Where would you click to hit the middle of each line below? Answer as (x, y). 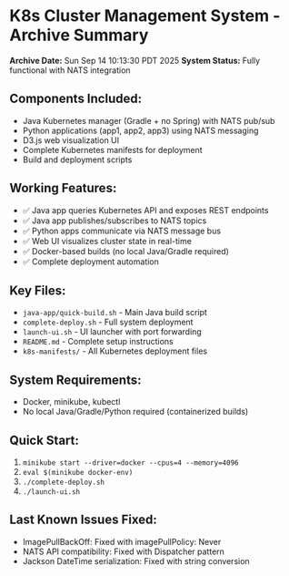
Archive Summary (79, 35)
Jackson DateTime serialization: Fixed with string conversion (136, 561)
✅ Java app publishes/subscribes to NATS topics (115, 221)
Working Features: (63, 188)
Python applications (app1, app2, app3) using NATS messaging (140, 130)
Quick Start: (44, 440)
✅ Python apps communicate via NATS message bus (121, 231)
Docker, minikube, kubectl (71, 402)
